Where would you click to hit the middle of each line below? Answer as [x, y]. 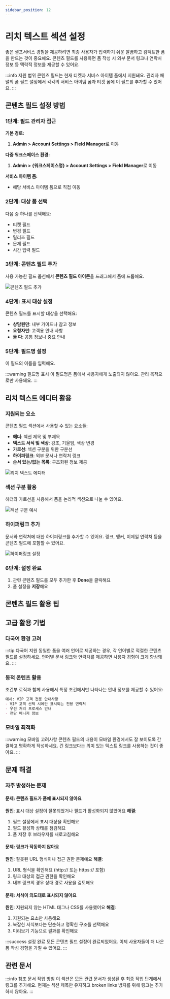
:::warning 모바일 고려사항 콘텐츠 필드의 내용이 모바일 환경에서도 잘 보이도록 [81, 739]
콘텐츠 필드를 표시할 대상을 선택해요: [41, 313]
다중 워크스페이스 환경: [28, 155]
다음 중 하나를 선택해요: [28, 213]
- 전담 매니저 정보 [22, 714]
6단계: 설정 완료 [24, 568]
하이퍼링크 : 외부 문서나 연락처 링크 [46, 456]
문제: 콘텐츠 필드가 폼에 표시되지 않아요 [44, 798]
